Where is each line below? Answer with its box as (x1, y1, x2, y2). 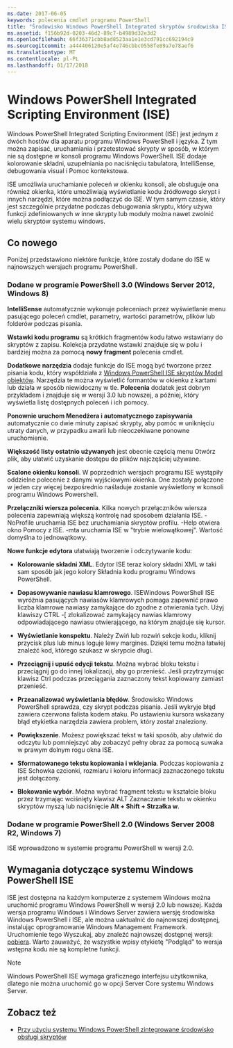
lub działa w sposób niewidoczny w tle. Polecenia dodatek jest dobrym (7, 383, 211, 391)
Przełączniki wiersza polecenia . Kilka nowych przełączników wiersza (7, 503, 207, 511)
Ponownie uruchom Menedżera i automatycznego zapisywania (7, 411, 193, 420)
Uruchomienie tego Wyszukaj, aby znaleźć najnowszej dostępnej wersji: (7, 930, 214, 938)
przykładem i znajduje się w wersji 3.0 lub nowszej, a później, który (7, 391, 199, 399)
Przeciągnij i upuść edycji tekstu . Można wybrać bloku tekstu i (17, 660, 199, 668)
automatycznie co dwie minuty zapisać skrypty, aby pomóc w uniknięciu (7, 418, 215, 427)
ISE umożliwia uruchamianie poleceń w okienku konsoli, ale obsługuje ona (7, 180, 219, 188)
